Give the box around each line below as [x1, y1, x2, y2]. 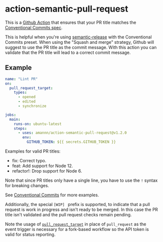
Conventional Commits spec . [5, 24, 63, 30]
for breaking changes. [5, 183, 49, 188]
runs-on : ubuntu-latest [14, 121, 62, 126]
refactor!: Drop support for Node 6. [12, 168, 82, 173]
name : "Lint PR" [5, 76, 38, 81]
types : [14, 90, 27, 95]
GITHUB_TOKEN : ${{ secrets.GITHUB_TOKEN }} [26, 139, 116, 144]
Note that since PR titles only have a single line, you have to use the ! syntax [5, 177, 158, 183]
